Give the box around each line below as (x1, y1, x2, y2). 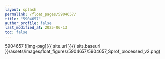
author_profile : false (5, 20, 52, 26)
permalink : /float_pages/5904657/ (5, 12, 77, 17)
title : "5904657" (5, 16, 41, 21)
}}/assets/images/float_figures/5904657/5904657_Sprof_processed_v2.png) (5, 48, 161, 54)
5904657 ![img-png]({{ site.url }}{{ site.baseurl (5, 43, 101, 49)
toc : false (5, 30, 28, 35)
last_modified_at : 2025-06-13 (5, 25, 68, 30)
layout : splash (5, 7, 37, 12)
